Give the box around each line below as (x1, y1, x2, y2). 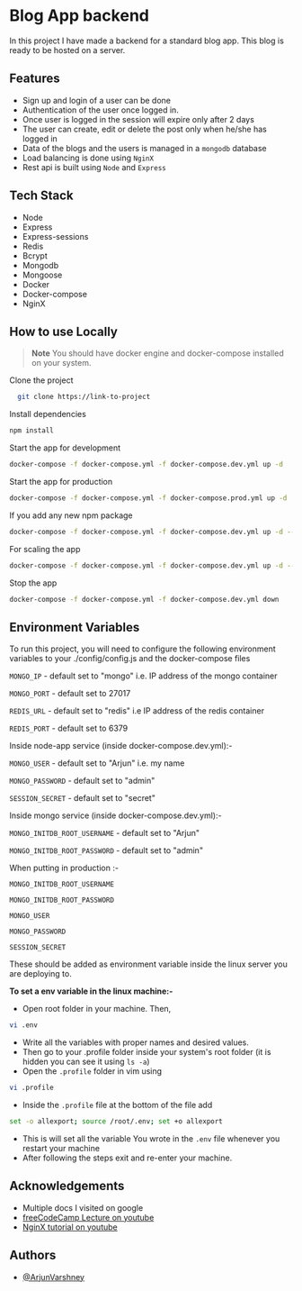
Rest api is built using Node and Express (22, 161, 166, 172)
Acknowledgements (9, 1178, 125, 1194)
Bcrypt (22, 250, 48, 261)
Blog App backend (9, 5, 150, 26)
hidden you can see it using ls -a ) (22, 1056, 150, 1068)
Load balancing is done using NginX (22, 152, 155, 163)
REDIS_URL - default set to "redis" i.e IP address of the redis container (9, 705, 265, 716)
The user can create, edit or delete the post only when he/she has (22, 123, 267, 134)
